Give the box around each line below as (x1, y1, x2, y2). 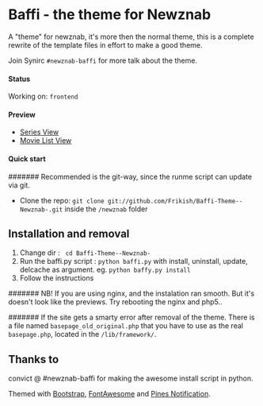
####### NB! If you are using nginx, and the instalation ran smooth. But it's (8, 288, 255, 299)
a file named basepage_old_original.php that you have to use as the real (8, 321, 244, 331)
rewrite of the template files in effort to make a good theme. (8, 40, 204, 49)
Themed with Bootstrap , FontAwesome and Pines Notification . (8, 389, 212, 399)
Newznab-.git (19, 205, 63, 214)
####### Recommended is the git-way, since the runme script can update (8, 172, 252, 181)
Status (8, 74, 31, 83)
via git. (8, 180, 30, 190)
